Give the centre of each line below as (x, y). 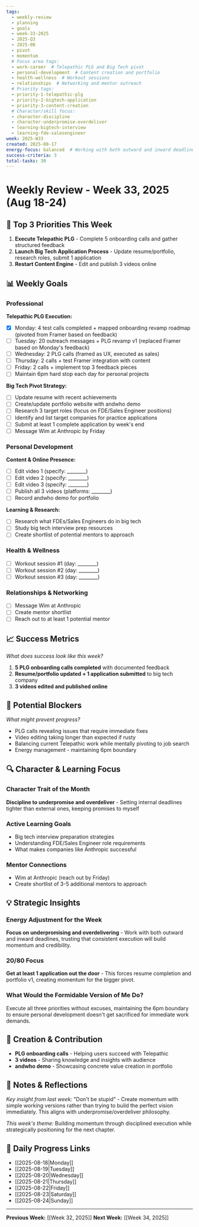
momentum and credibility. (39, 945)
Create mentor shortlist (43, 612)
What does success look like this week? (55, 656)
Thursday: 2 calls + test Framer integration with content (83, 360)
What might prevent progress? (43, 720)
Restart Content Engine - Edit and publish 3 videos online (86, 264)
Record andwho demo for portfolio (57, 498)
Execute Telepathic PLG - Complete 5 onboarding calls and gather (96, 239)
